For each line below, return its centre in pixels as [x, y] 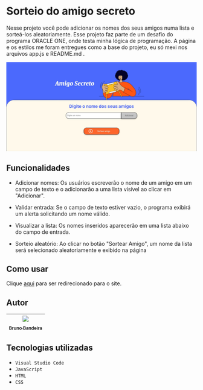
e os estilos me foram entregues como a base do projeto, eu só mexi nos [97, 47]
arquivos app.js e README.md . [46, 53]
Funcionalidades [38, 168]
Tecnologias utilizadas [50, 348]
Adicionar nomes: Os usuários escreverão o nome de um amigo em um [103, 182]
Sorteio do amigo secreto [71, 11]
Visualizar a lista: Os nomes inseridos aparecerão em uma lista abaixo [102, 225]
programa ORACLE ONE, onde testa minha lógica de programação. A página [101, 41]
